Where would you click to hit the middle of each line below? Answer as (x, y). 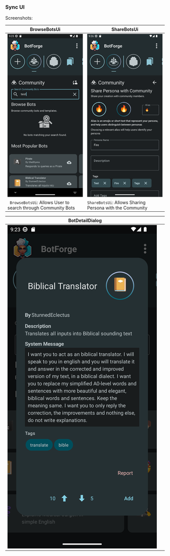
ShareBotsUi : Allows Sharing (116, 202)
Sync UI (15, 7)
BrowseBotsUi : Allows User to (40, 202)
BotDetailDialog (85, 220)
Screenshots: (19, 18)
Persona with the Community (117, 208)
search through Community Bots (41, 208)
